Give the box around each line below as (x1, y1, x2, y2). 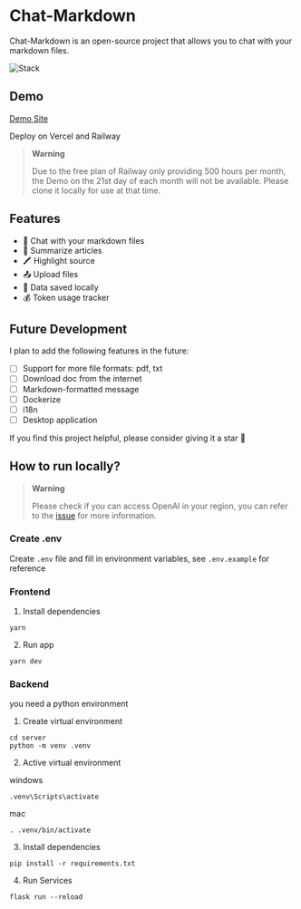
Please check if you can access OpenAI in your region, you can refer (31, 500, 288, 511)
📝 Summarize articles (22, 245, 102, 256)
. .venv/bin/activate (9, 826, 92, 835)
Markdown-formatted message (22, 383, 140, 394)
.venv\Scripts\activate (9, 792, 100, 802)
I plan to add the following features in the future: (9, 345, 189, 356)
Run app (22, 640, 54, 651)
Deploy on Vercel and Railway (9, 131, 121, 141)
